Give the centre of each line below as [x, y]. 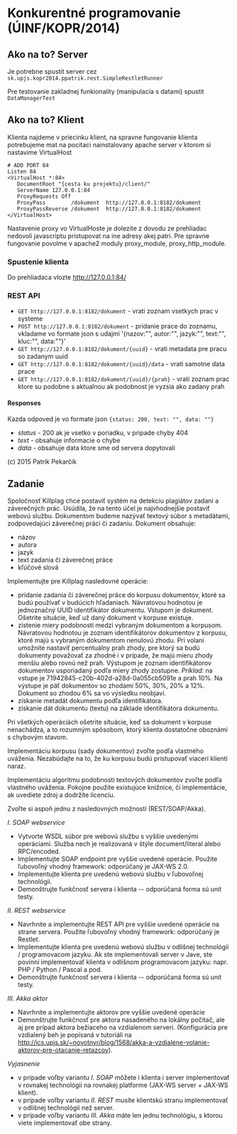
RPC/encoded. [39, 852]
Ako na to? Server [48, 54]
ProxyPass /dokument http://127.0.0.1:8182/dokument [109, 203]
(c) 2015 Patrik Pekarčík [42, 461]
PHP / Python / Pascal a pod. [60, 970]
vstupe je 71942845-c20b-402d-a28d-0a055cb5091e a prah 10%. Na [120, 678]
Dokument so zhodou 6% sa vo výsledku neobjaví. [92, 693]
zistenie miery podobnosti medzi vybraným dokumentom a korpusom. [120, 625]
